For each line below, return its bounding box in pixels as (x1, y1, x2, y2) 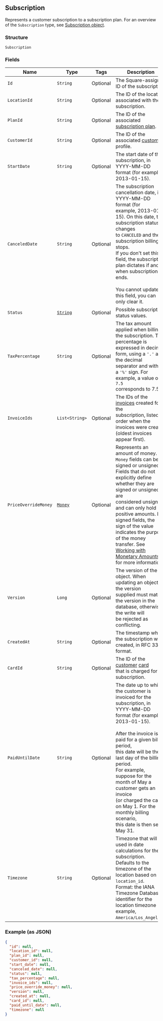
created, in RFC (115, 642, 151, 648)
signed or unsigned (115, 486, 160, 493)
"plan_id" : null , (9, 953, 45, 958)
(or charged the (115, 797, 151, 804)
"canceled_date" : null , (9, 967, 57, 972)
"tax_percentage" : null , (9, 975, 60, 981)
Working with (115, 547, 146, 554)
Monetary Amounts (115, 553, 160, 560)
